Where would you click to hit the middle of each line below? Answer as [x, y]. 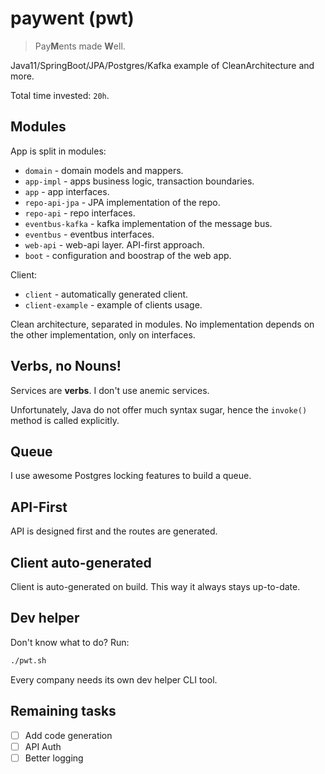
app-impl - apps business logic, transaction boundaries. [139, 181]
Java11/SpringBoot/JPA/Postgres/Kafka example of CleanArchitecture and [162, 65]
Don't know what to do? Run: [70, 642]
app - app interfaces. [67, 191]
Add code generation [68, 735]
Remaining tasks [63, 711]
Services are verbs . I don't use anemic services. [110, 390]
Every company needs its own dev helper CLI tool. [114, 679]
